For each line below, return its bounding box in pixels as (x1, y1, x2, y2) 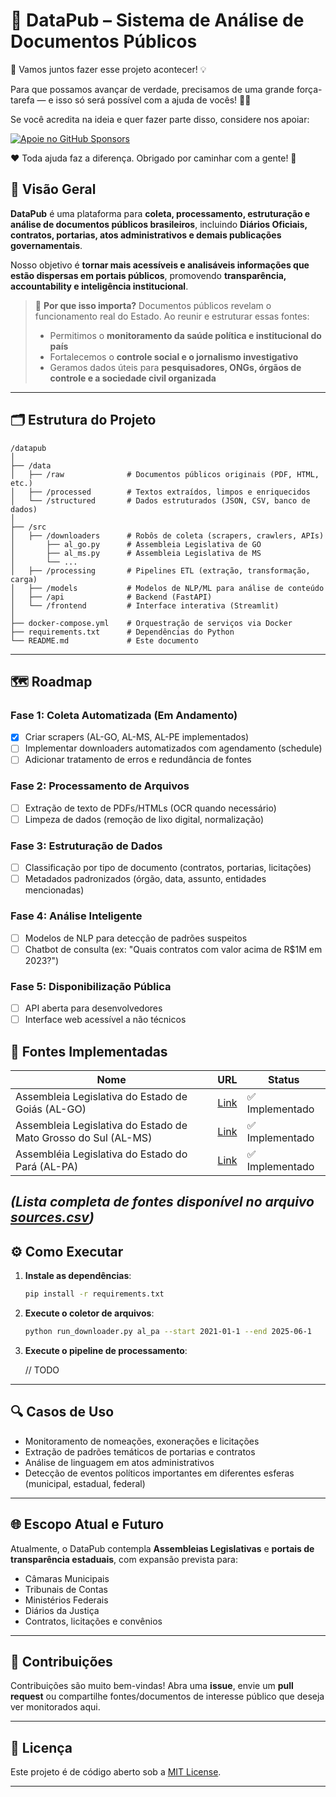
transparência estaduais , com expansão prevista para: (10, 1553, 238, 1565)
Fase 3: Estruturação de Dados (10, 839, 163, 853)
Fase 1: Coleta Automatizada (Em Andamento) (10, 708, 238, 722)
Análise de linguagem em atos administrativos (24, 1456, 215, 1468)
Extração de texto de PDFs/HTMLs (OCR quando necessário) (24, 802, 277, 814)
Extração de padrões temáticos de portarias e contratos (24, 1445, 256, 1458)
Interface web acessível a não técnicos (24, 1014, 187, 1026)
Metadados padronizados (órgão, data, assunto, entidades (24, 873, 267, 885)
